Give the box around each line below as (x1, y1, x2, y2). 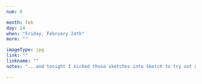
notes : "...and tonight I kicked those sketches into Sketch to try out (6, 63, 192, 69)
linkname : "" (6, 58, 39, 64)
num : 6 (6, 8, 23, 15)
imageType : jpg (6, 47, 44, 53)
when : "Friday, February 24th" (6, 30, 85, 36)
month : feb (6, 19, 34, 26)
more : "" (6, 36, 28, 42)
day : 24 (6, 25, 26, 31)
